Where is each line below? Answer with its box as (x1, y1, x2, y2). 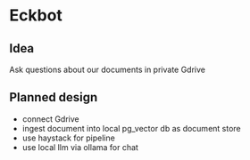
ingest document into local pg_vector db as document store (21, 123, 241, 133)
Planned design (9, 90, 98, 105)
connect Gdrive (21, 113, 79, 124)
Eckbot (9, 5, 62, 26)
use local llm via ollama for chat (21, 141, 138, 152)
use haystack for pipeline (21, 132, 116, 143)
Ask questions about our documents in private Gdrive (9, 64, 205, 75)
